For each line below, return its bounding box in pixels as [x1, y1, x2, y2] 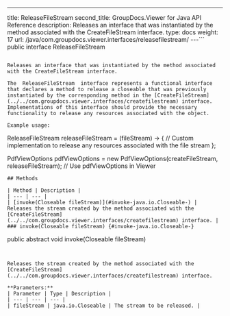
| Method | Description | [7, 187, 81, 194]
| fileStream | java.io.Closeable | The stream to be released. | [7, 302, 201, 309]
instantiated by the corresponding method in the [7, 92, 152, 99]
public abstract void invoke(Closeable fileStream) [7, 235, 146, 243]
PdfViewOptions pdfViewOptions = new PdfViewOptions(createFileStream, [7, 155, 218, 162]
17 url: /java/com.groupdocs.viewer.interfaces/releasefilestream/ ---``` [7, 36, 205, 43]
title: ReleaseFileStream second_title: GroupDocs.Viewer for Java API [7, 14, 202, 21]
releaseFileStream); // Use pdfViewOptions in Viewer [7, 162, 156, 170]
